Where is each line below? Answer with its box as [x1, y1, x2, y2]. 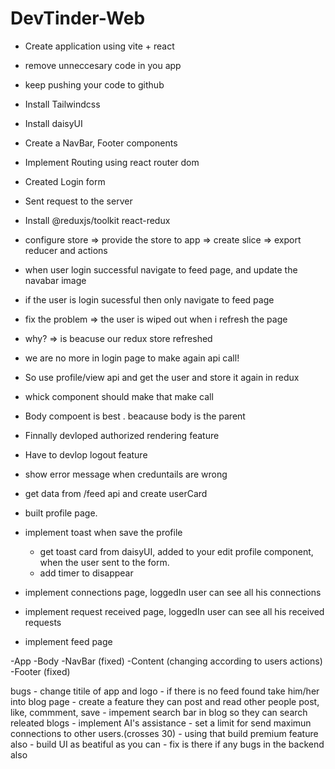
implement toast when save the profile [24, 526, 183, 538]
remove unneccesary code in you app [24, 59, 182, 71]
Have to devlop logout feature [24, 448, 148, 461]
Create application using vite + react [24, 40, 175, 52]
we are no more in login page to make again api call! [24, 352, 240, 364]
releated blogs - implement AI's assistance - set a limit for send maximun [10, 717, 312, 729]
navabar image [24, 274, 87, 286]
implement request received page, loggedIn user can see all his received [24, 605, 325, 617]
